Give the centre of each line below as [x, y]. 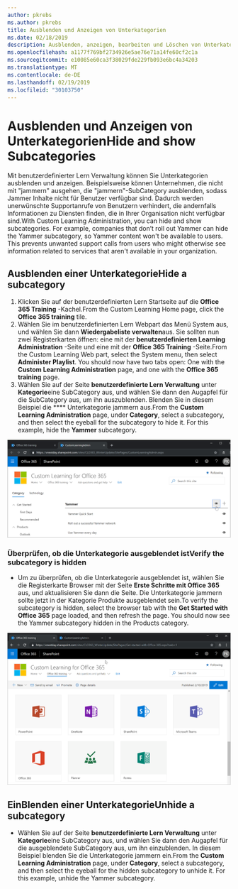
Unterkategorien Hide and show [102, 141]
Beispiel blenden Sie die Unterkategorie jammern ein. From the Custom [121, 856]
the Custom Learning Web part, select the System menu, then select [117, 354]
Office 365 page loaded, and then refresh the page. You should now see [124, 616]
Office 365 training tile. [52, 317]
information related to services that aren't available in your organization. [112, 251]
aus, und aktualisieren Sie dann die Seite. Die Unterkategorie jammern [120, 593]
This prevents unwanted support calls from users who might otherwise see [117, 244]
